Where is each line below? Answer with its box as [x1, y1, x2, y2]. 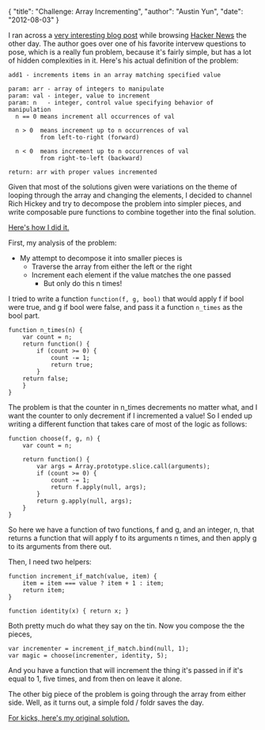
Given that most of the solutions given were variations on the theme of [8, 182, 237, 191]
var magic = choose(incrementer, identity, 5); [8, 652, 168, 659]
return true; [50, 361, 93, 369]
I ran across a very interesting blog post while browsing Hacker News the [8, 31, 247, 40]
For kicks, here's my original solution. [8, 713, 131, 722]
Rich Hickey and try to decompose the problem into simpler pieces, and [8, 199, 242, 208]
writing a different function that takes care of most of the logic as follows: [8, 419, 248, 429]
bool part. [8, 311, 40, 320]
